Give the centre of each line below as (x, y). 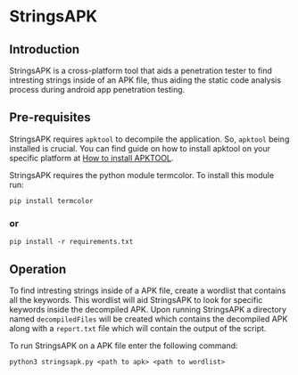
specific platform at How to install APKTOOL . (91, 158)
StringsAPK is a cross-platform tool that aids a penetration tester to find (141, 70)
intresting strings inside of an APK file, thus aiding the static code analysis (145, 80)
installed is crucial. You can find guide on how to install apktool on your (140, 148)
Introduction (45, 49)
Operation (38, 269)
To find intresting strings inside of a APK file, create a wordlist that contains (148, 290)
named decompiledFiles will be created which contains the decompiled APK (149, 319)
